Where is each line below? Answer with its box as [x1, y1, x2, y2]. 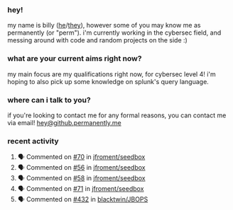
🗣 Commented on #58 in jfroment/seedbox [17, 174, 146, 182]
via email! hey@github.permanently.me [7, 118, 122, 127]
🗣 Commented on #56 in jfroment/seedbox [17, 163, 146, 172]
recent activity [7, 136, 59, 146]
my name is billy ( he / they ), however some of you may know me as [7, 21, 201, 30]
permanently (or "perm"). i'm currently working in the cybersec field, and [7, 28, 222, 37]
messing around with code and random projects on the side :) [7, 36, 188, 45]
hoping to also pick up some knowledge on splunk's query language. [7, 77, 210, 86]
